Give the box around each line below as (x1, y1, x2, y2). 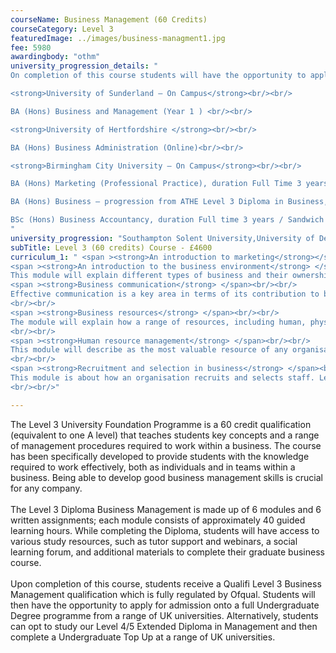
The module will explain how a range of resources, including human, (10, 317, 307, 327)
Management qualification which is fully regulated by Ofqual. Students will (10, 588, 316, 600)
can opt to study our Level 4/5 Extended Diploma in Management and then (10, 620, 318, 632)
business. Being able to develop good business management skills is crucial (10, 471, 323, 483)
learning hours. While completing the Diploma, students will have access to (10, 524, 320, 536)
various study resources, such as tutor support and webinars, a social (10, 535, 298, 547)
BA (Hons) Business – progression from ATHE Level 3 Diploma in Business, (10, 197, 329, 207)
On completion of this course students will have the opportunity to (10, 71, 307, 81)
